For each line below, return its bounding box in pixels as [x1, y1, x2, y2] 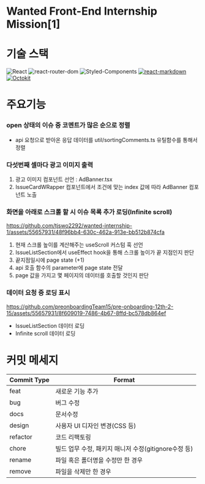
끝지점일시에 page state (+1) [15, 256, 84, 264]
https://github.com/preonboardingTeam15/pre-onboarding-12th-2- [6, 303, 174, 310]
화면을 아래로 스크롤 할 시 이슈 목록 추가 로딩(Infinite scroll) [6, 207, 173, 216]
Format [113, 376, 135, 384]
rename [9, 456, 32, 464]
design [9, 421, 29, 430]
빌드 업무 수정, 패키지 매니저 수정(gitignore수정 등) [55, 445, 193, 453]
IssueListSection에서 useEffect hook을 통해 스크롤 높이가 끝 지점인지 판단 [15, 249, 195, 256]
